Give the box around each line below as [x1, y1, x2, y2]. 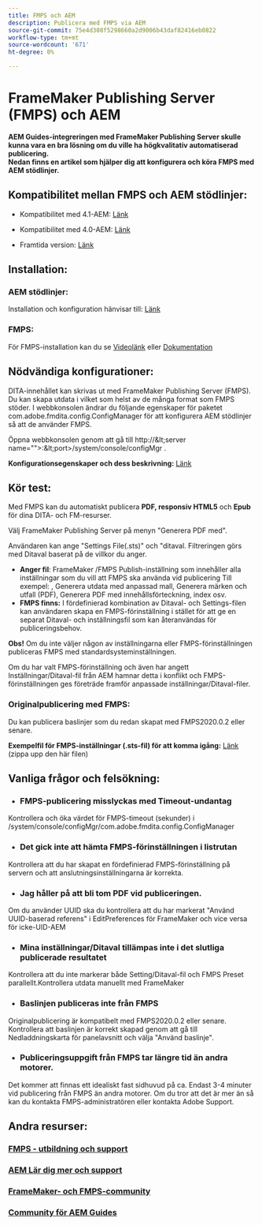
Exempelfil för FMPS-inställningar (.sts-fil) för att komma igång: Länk [8, 740, 239, 750]
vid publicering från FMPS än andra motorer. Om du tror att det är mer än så [8, 1088, 254, 1098]
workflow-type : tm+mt [8, 33, 79, 42]
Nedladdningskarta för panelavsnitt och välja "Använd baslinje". [8, 1032, 214, 1042]
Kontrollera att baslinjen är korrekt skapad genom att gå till [8, 1024, 198, 1034]
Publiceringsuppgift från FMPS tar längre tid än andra [19, 1052, 228, 1063]
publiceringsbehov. [19, 624, 83, 633]
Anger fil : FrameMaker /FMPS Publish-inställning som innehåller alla [19, 565, 242, 575]
